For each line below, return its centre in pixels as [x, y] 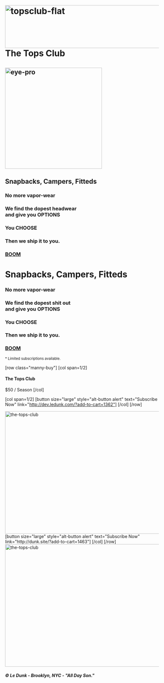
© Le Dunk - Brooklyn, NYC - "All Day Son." [50, 675]
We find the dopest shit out [38, 303]
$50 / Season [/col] [25, 390]
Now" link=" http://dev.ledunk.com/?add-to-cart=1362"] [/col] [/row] [74, 404]
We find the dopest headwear [41, 208]
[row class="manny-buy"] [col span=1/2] [46, 367]
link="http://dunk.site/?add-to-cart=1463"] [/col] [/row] [61, 541]
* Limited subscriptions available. [33, 358]
